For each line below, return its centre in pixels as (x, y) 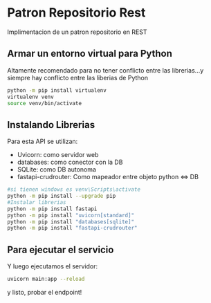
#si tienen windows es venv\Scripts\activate (74, 190)
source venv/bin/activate (44, 103)
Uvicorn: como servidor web (58, 155)
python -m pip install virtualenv (57, 90)
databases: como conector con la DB (70, 162)
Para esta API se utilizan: (43, 141)
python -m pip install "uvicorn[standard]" (71, 215)
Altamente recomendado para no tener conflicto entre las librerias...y (105, 70)
